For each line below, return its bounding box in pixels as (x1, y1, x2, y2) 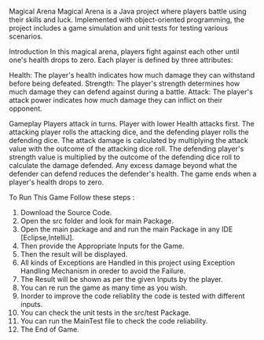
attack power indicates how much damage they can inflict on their (9, 96, 223, 104)
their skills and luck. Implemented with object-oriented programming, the (9, 15, 245, 24)
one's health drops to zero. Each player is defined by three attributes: (9, 55, 233, 64)
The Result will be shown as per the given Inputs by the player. (20, 275, 223, 283)
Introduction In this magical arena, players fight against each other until (9, 47, 240, 56)
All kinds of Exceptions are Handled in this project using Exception (20, 258, 235, 267)
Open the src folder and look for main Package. (20, 216, 174, 225)
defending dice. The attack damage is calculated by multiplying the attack (9, 136, 248, 144)
